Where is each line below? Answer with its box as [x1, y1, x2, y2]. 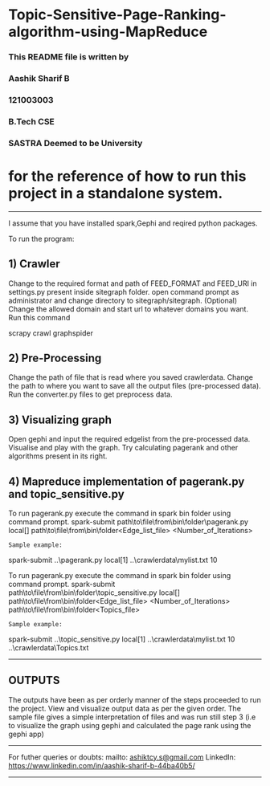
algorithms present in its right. [8, 451, 108, 461]
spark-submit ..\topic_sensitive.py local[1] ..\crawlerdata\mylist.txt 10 [8, 634, 235, 644]
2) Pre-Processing [8, 351, 102, 364]
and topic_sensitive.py [8, 487, 125, 501]
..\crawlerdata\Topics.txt [8, 642, 89, 652]
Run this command [8, 312, 71, 322]
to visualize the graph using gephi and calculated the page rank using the [8, 720, 252, 730]
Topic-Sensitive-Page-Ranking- [8, 6, 227, 24]
